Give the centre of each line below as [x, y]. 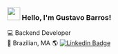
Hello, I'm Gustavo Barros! [67, 17]
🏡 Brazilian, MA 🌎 [33, 43]
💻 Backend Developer [39, 33]
